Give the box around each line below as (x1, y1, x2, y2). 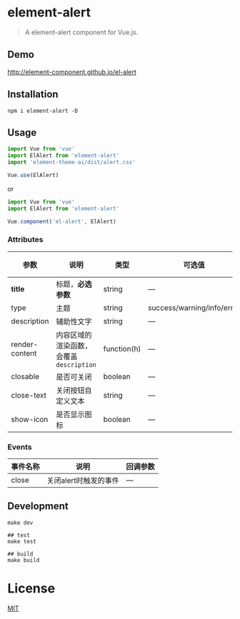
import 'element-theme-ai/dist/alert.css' (7, 158, 136, 166)
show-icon (11, 414, 49, 424)
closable (11, 371, 40, 381)
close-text (11, 390, 47, 400)
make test (7, 538, 37, 545)
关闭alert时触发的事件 (46, 475, 119, 485)
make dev (7, 519, 34, 526)
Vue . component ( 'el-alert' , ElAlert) (7, 218, 116, 225)
